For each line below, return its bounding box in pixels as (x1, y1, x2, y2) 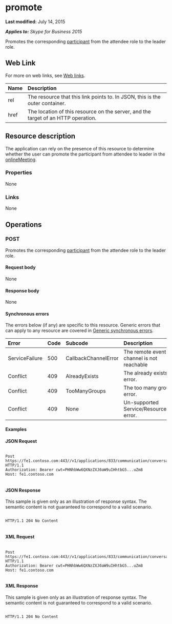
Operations (5, 220, 42, 229)
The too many (123, 384, 157, 392)
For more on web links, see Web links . (5, 72, 85, 79)
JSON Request (5, 438, 37, 444)
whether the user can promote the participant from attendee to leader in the (5, 151, 165, 157)
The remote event (123, 348, 166, 356)
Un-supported (123, 399, 159, 406)
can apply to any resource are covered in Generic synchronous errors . (5, 327, 154, 334)
